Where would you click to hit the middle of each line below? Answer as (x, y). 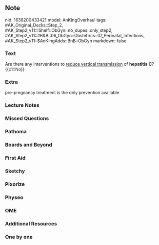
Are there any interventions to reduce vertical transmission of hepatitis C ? (79, 64)
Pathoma (16, 132)
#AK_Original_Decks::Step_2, (34, 25)
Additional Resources (31, 223)
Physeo (14, 197)
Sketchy (15, 171)
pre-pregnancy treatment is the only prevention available (62, 93)
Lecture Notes (22, 105)
